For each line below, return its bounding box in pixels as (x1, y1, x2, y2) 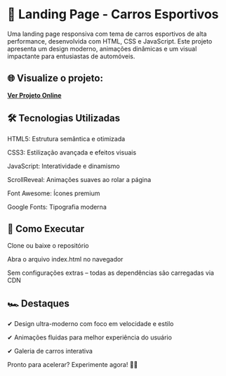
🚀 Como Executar (7, 223, 85, 235)
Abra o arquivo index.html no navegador (7, 255, 124, 264)
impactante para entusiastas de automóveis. (7, 52, 135, 60)
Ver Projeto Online (7, 91, 62, 99)
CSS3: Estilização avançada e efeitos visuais (7, 148, 137, 157)
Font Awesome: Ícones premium (7, 189, 100, 197)
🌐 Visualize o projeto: (7, 72, 104, 84)
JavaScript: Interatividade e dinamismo (7, 162, 121, 170)
